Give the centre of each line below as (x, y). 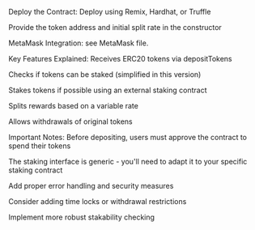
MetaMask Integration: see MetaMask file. (79, 43)
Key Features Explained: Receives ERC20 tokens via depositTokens (120, 59)
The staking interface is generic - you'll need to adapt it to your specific (128, 162)
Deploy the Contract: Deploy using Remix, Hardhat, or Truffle (110, 12)
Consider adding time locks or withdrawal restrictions (98, 201)
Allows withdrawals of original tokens (70, 121)
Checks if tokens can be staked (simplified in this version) (105, 75)
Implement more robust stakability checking (82, 217)
